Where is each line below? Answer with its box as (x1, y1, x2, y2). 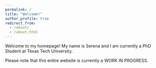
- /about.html (9, 30, 38, 34)
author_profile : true (5, 16, 49, 21)
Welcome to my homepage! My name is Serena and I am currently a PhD (5, 43, 152, 49)
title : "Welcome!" (5, 12, 43, 17)
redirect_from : (5, 20, 36, 26)
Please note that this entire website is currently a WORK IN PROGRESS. (5, 58, 149, 63)
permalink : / (5, 7, 32, 12)
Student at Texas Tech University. (5, 48, 73, 54)
